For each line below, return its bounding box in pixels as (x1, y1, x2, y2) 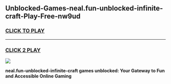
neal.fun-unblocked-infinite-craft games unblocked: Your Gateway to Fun (5, 67, 165, 73)
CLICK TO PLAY (5, 27, 45, 35)
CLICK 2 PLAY (5, 46, 41, 53)
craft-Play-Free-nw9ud (5, 12, 80, 21)
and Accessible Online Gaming (5, 73, 72, 79)
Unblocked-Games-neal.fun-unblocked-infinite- (5, 4, 163, 13)
